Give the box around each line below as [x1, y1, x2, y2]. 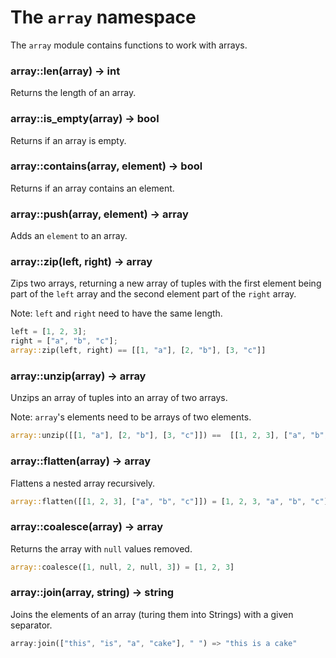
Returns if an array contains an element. [10, 182, 175, 194]
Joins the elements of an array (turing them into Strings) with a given [10, 608, 294, 620]
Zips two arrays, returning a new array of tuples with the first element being [10, 277, 322, 290]
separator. [10, 619, 53, 631]
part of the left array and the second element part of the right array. [10, 288, 297, 300]
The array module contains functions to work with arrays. [10, 39, 248, 51]
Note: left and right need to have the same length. [10, 307, 223, 320]
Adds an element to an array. [10, 230, 128, 242]
